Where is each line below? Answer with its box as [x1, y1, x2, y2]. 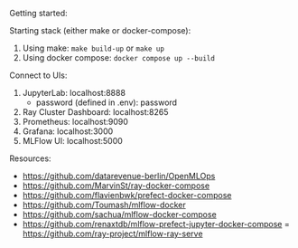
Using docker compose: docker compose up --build [22, 52, 215, 62]
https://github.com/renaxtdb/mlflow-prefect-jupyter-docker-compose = [22, 219, 291, 229]
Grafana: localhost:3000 [22, 126, 114, 137]
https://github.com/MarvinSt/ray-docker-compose [22, 180, 210, 191]
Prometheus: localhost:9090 [22, 117, 129, 127]
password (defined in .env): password [35, 97, 178, 108]
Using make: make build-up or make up [22, 43, 165, 53]
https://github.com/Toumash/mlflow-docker [22, 199, 187, 210]
